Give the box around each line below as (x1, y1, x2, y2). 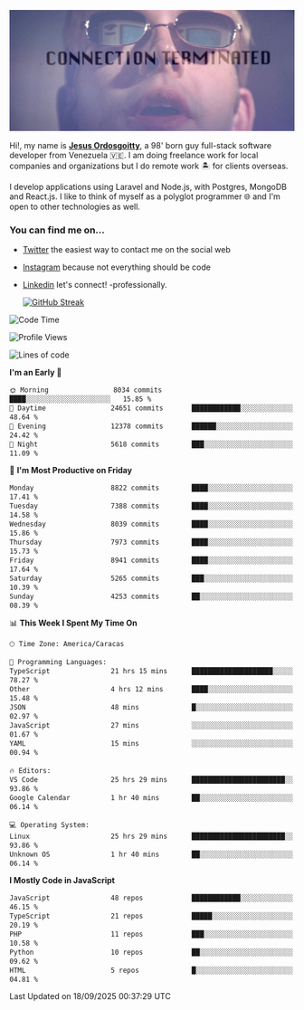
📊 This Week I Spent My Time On (9, 617, 138, 629)
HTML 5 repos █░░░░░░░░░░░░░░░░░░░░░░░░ (9, 966, 294, 976)
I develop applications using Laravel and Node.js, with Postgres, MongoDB (9, 182, 288, 193)
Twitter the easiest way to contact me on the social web (22, 244, 231, 255)
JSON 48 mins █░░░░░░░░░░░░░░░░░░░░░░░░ (9, 703, 294, 712)
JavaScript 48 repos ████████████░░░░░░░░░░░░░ (9, 893, 294, 903)
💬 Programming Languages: (9, 658, 107, 667)
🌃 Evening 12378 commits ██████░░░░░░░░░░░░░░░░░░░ (9, 422, 294, 431)
